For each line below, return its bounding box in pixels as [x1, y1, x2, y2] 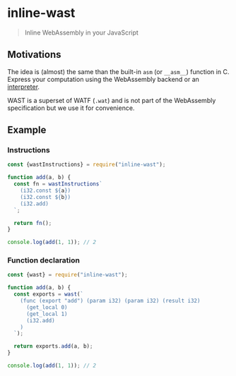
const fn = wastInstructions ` [13, 181, 102, 188]
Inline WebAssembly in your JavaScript [24, 28, 139, 37]
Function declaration [7, 255, 80, 265]
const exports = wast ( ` [13, 291, 83, 298]
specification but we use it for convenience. [7, 104, 135, 112]
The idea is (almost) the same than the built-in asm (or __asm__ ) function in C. [7, 67, 230, 75]
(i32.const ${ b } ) [20, 193, 71, 200]
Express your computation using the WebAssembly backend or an [7, 75, 200, 83]
